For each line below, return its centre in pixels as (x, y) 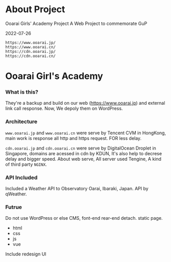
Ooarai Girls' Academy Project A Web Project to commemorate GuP (76, 23)
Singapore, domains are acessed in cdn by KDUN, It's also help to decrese (84, 153)
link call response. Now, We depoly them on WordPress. (64, 108)
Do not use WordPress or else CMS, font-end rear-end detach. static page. (84, 218)
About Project (35, 9)
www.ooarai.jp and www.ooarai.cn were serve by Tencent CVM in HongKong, (86, 133)
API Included (21, 178)
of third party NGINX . (26, 164)
